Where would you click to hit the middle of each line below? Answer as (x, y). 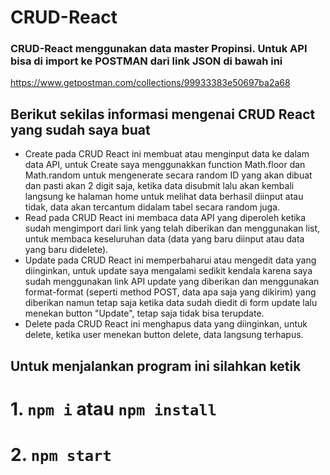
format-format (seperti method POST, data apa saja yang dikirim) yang (170, 292)
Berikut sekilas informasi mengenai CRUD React (163, 114)
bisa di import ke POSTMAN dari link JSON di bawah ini (146, 61)
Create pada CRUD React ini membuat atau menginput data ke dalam (167, 154)
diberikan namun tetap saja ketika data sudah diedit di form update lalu (171, 303)
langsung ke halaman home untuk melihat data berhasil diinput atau (164, 197)
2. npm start (61, 455)
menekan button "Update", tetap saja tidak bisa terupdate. (144, 313)
